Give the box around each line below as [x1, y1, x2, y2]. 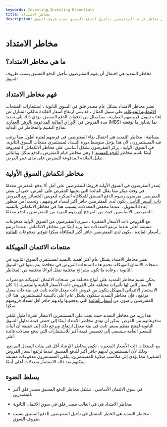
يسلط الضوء [5, 373, 39, 381]
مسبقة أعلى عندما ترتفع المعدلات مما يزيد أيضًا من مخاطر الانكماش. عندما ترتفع [5, 224, 152, 229]
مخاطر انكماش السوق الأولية [5, 169, 84, 178]
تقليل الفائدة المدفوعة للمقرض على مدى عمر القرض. [5, 155, 104, 161]
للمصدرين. [12, 391, 33, 397]
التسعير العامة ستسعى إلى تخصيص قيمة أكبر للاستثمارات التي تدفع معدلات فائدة [5, 328, 153, 334]
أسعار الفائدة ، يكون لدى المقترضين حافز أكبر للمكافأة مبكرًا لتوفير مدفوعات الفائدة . [5, 229, 161, 235]
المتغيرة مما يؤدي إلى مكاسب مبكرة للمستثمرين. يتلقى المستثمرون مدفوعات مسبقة [5, 353, 161, 359]
